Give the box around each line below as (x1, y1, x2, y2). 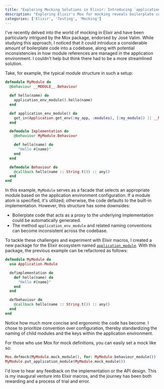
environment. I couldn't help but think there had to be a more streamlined (5, 56, 152, 62)
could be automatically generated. (12, 217, 82, 223)
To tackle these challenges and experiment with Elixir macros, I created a (5, 238, 152, 243)
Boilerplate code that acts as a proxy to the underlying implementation (12, 212, 154, 218)
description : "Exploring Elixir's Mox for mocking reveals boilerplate (5, 12, 154, 17)
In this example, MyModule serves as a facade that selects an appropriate (5, 187, 150, 193)
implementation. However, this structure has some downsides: (5, 203, 130, 209)
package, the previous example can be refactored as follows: (5, 248, 128, 254)
